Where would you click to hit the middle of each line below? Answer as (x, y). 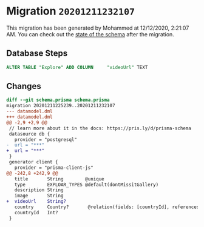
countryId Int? (36, 212)
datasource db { (29, 134)
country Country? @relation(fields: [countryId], (92, 207)
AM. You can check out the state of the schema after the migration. (90, 34)
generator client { (34, 162)
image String (39, 196)
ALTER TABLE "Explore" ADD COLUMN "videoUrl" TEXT (77, 67)
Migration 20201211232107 (71, 11)
